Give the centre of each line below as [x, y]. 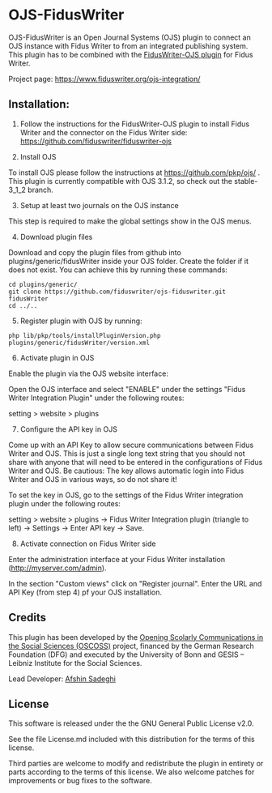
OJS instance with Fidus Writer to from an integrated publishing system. [128, 45]
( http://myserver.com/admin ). [57, 568]
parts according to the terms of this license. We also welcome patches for [132, 772]
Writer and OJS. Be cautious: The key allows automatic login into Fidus [126, 471]
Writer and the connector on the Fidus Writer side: [104, 132]
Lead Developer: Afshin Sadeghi [62, 679]
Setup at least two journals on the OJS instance [100, 205]
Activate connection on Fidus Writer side [88, 544]
